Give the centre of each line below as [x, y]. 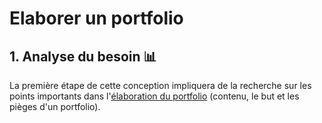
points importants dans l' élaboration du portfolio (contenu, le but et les [154, 96]
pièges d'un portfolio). [55, 106]
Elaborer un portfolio [96, 18]
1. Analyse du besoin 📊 [83, 56]
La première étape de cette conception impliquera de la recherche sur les [160, 85]
